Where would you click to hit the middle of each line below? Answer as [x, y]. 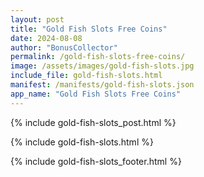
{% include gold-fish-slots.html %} [82, 142]
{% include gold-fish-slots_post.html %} [93, 122]
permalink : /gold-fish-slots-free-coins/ [98, 57]
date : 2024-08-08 [46, 38]
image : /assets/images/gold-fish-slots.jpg [102, 66]
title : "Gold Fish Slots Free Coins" [89, 29]
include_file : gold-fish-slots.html [86, 76]
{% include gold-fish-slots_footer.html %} [96, 161]
